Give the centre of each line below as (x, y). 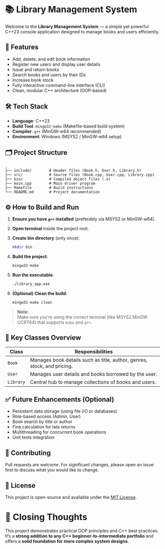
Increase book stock (33, 80)
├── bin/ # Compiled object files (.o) (58, 179)
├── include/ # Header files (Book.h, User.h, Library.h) (73, 171)
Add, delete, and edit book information (51, 59)
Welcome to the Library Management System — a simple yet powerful (77, 26)
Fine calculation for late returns (44, 427)
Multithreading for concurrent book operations (59, 432)
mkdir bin (22, 247)
